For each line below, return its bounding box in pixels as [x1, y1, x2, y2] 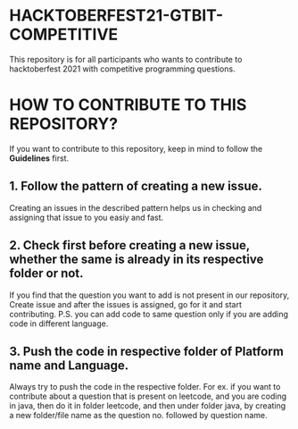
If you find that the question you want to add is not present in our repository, [9, 290, 290, 300]
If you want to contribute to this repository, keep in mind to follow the [9, 143, 263, 154]
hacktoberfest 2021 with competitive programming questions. [9, 63, 236, 74]
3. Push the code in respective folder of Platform [9, 343, 284, 358]
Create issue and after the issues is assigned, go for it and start [9, 299, 243, 309]
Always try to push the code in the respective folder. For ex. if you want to [9, 382, 281, 392]
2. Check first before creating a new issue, [9, 238, 250, 253]
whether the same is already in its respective [9, 252, 264, 267]
